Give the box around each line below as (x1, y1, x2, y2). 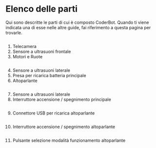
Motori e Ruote (12, 53, 43, 59)
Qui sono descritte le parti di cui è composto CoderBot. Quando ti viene (5, 19, 149, 25)
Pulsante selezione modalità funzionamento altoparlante (12, 137, 126, 143)
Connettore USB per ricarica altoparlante (12, 110, 95, 116)
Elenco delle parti (5, 3, 78, 15)
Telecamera (12, 43, 37, 49)
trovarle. (5, 30, 22, 35)
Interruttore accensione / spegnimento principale (12, 96, 111, 102)
